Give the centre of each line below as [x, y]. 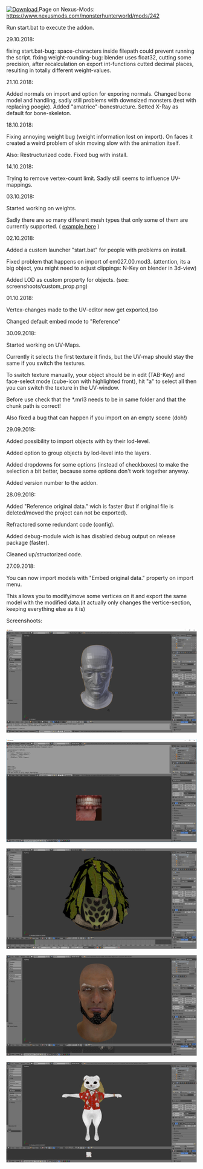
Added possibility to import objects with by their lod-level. [78, 441]
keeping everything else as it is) [46, 609]
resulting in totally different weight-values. [59, 70]
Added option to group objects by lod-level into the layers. [79, 453]
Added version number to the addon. [52, 483]
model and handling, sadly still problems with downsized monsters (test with [101, 100]
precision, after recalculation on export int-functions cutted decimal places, [100, 64]
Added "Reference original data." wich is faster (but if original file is [90, 506]
